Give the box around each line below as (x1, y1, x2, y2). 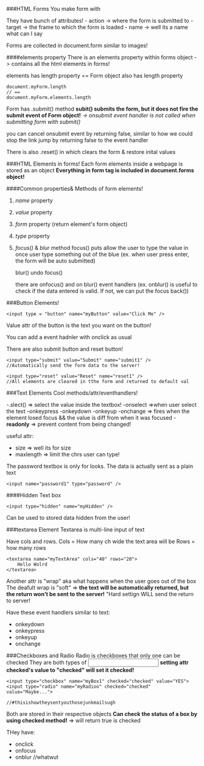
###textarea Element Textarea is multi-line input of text (6, 526, 145, 533)
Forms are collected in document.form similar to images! (6, 42, 148, 49)
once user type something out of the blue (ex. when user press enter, (15, 250, 189, 258)
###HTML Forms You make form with (6, 5, 100, 12)
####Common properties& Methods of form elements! (6, 185, 143, 192)
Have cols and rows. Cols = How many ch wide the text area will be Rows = (6, 538, 195, 545)
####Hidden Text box (6, 492, 62, 498)
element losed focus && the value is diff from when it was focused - (6, 414, 177, 421)
